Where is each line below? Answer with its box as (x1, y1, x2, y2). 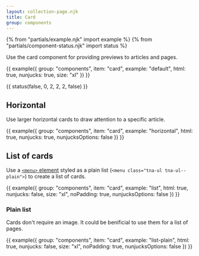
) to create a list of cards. (24, 173, 86, 180)
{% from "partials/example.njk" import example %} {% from (6, 36, 153, 43)
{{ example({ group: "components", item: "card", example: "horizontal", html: (6, 127, 193, 135)
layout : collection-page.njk (6, 8, 78, 15)
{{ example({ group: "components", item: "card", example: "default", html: (6, 65, 186, 72)
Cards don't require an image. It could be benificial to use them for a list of (6, 219, 188, 226)
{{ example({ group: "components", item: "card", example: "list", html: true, (6, 184, 188, 191)
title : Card (6, 14, 36, 20)
